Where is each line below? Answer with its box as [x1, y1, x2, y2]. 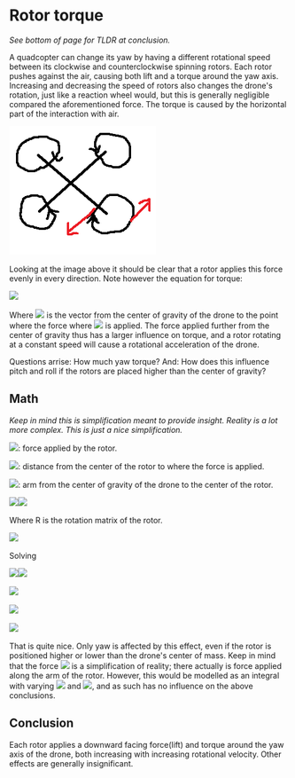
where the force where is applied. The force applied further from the [9, 320, 270, 331]
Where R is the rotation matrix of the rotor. [9, 515, 163, 525]
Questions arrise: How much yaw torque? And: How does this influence [9, 356, 270, 366]
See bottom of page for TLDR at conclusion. [9, 35, 171, 45]
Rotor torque [9, 5, 105, 26]
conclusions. [9, 689, 56, 701]
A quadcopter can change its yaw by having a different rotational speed [9, 51, 271, 62]
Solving [9, 550, 37, 561]
